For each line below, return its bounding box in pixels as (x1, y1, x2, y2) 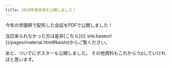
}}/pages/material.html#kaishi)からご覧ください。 (5, 39, 110, 45)
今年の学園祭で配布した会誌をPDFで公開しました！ (5, 22, 113, 28)
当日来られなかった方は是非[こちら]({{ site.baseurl (5, 32, 112, 39)
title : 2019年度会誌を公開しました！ (5, 7, 77, 13)
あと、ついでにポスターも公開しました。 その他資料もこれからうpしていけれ (5, 50, 166, 56)
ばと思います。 (5, 56, 37, 62)
